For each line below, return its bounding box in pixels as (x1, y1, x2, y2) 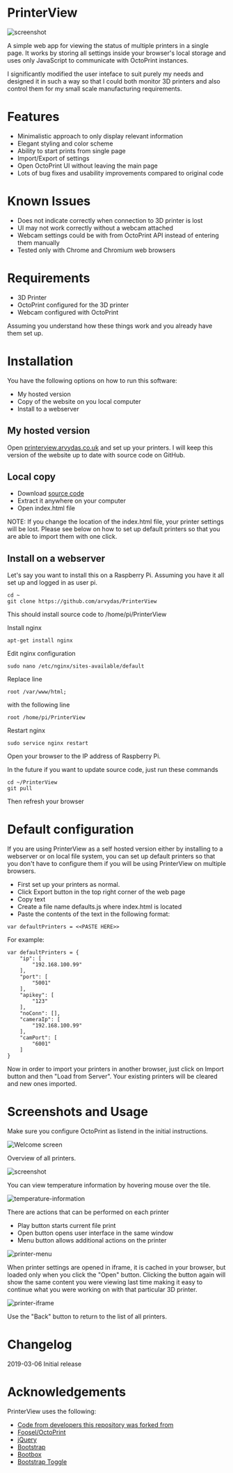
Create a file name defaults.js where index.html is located (17, 903, 182, 911)
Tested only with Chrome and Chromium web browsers (17, 246, 176, 254)
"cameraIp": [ (19, 1016, 61, 1023)
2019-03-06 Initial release (7, 1360, 82, 1368)
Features (7, 109, 60, 125)
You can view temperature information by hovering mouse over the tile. (7, 1181, 211, 1189)
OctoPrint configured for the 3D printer (17, 301, 129, 309)
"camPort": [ (19, 1034, 58, 1041)
